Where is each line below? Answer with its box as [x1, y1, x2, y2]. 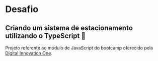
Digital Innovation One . [5, 50, 53, 56]
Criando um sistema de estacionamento [5, 24, 133, 32]
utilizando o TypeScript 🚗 [5, 31, 86, 40]
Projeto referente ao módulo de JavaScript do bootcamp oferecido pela [5, 45, 153, 51]
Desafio [5, 4, 39, 15]
